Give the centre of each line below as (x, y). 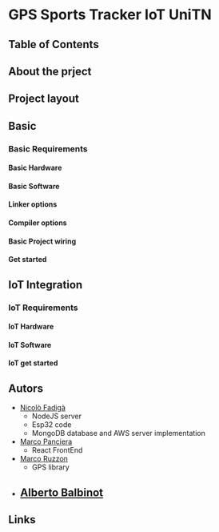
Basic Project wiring (42, 241)
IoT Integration (46, 285)
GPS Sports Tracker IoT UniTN (110, 15)
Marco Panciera (46, 441)
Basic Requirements (48, 148)
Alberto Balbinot (62, 492)
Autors (26, 388)
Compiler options (38, 223)
